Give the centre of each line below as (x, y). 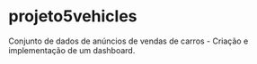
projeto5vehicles (73, 16)
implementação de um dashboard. (72, 50)
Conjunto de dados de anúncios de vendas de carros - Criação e (128, 41)
